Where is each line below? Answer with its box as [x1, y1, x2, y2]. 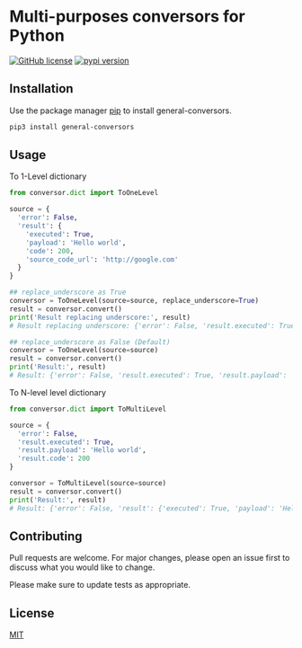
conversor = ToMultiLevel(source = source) [9, 479, 167, 488]
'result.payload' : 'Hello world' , [17, 446, 147, 455]
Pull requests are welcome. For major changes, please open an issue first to [9, 553, 290, 564]
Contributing [9, 528, 83, 544]
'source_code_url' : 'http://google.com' [25, 254, 179, 264]
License [9, 605, 55, 621]
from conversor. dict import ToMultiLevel [9, 404, 167, 413]
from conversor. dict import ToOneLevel [9, 189, 159, 198]
